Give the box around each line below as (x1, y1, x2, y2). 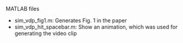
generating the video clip (14, 30, 77, 37)
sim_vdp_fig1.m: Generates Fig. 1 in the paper (14, 17, 127, 24)
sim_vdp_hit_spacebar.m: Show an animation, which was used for (14, 24, 178, 30)
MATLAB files (5, 5, 40, 12)
